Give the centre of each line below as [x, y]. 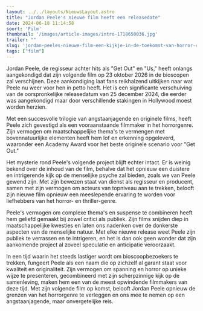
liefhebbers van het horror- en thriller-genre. [62, 200]
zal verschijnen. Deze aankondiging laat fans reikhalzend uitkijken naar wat [100, 81]
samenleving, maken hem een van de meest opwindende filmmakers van [97, 282]
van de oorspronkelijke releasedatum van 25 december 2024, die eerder [96, 94]
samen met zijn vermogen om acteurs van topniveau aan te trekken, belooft [100, 188]
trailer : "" [21, 40]
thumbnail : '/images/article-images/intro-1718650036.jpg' [82, 34]
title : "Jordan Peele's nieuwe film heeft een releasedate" [84, 18]
